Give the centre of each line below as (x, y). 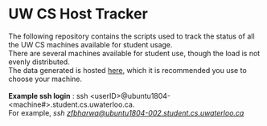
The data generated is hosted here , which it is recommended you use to (127, 70)
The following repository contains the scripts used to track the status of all (131, 36)
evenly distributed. (39, 62)
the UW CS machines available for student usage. (90, 44)
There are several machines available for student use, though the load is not (134, 53)
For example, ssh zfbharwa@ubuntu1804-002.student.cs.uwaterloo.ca (126, 112)
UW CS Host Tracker (78, 14)
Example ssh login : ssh (48, 96)
